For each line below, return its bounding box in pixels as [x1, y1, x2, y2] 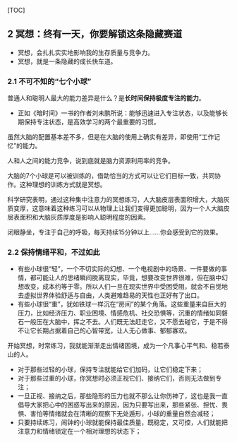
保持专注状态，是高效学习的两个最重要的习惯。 [23, 118, 160, 126]
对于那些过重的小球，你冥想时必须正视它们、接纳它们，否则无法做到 [17, 374, 216, 383]
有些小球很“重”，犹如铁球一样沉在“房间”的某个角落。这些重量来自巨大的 [17, 300, 227, 309]
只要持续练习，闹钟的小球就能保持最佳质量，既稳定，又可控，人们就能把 [17, 418, 228, 426]
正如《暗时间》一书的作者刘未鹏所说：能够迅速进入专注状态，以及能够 [17, 109, 222, 117]
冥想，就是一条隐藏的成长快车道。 [17, 56, 117, 66]
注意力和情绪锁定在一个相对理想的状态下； [17, 427, 142, 436]
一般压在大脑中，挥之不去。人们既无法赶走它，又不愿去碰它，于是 [23, 318, 216, 326]
